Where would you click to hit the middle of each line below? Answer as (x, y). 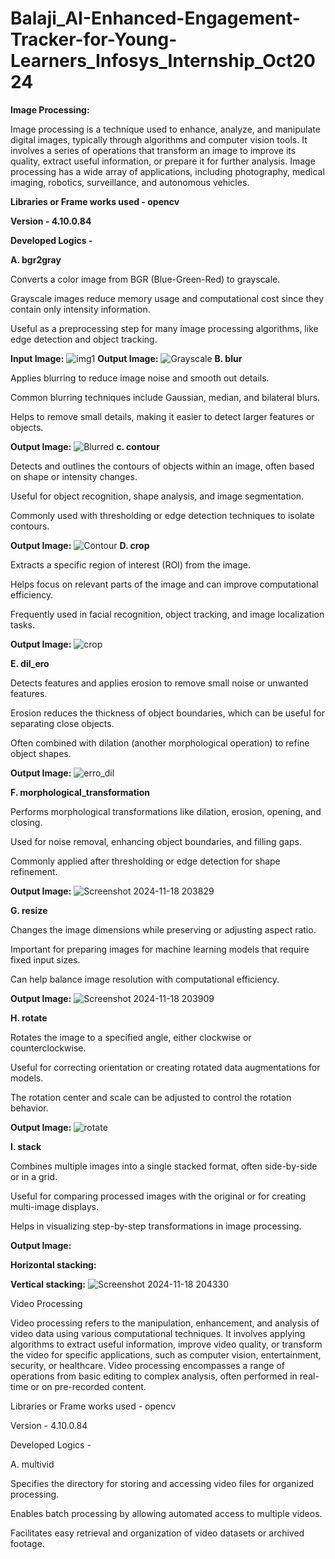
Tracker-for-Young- (94, 39)
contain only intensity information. (80, 309)
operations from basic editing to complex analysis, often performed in (154, 1376)
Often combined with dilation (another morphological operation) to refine (160, 743)
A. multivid (32, 1464)
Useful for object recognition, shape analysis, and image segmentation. (157, 496)
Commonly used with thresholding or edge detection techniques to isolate (162, 515)
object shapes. (41, 753)
